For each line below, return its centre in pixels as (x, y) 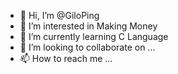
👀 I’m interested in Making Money (88, 26)
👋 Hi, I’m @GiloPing (59, 15)
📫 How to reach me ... (66, 58)
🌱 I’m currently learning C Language (94, 36)
